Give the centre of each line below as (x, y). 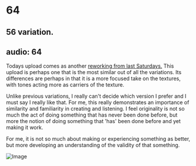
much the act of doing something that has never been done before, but (92, 115)
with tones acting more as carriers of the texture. (65, 85)
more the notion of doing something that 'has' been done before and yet (93, 121)
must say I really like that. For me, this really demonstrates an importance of (98, 102)
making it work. (25, 128)
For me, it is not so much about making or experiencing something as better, (98, 139)
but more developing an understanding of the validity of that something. (93, 145)
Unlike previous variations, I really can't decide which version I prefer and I (96, 96)
